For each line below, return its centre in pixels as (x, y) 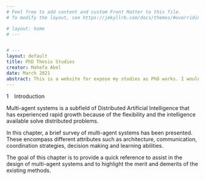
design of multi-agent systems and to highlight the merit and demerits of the (102, 164)
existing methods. (29, 170)
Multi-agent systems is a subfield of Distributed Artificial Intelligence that (98, 108)
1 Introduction (26, 96)
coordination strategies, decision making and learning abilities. (85, 145)
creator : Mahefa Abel (34, 67)
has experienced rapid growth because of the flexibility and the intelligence (101, 114)
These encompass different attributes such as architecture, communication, (102, 139)
